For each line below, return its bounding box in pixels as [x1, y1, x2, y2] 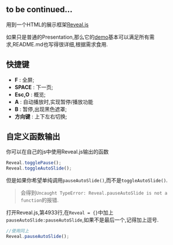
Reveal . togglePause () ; [6, 160, 62, 166]
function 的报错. [20, 196, 59, 204]
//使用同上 [6, 228, 29, 234]
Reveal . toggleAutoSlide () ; [6, 165, 72, 172]
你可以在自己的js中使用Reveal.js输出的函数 [6, 148, 109, 155]
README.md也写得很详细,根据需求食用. [12, 40, 108, 47]
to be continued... [6, 5, 73, 15]
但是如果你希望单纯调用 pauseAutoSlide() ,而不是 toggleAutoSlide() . [6, 177, 168, 184]
